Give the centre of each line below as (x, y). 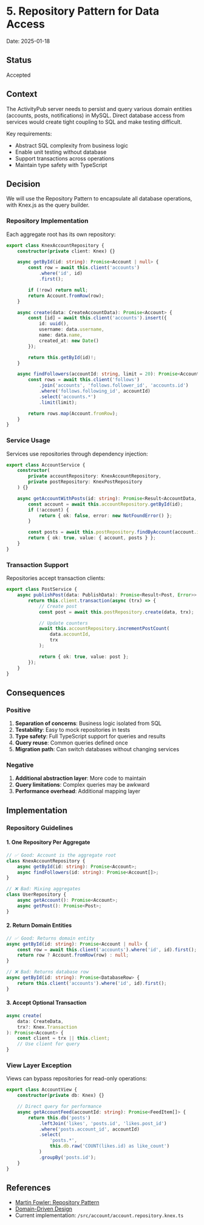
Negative (20, 765)
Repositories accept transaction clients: (56, 578)
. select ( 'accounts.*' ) (67, 397)
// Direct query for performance (59, 1107)
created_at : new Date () (69, 341)
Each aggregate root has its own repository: (61, 234)
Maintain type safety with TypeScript (61, 165)
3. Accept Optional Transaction (46, 1003)
